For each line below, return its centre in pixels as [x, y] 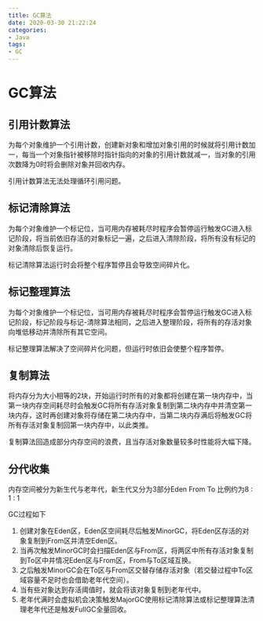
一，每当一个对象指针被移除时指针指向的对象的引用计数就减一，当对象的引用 [132, 154]
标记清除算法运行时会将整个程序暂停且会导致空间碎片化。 [101, 264]
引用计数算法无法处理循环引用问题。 [67, 181]
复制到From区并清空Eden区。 [74, 541]
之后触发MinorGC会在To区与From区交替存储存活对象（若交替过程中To [133, 570]
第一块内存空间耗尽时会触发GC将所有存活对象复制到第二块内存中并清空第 [127, 405]
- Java [19, 37]
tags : [17, 45]
